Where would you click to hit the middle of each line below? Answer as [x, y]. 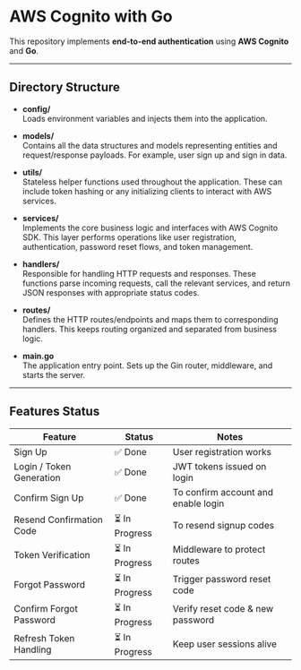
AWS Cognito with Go [91, 17]
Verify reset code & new [223, 609]
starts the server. [54, 374]
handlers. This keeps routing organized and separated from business [150, 329]
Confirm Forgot [46, 609]
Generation [37, 477]
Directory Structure [65, 87]
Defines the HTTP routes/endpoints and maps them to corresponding [150, 319]
